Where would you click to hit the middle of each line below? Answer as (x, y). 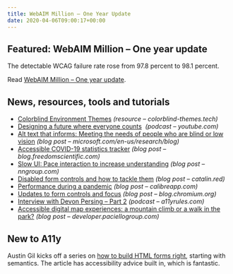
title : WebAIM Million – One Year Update (69, 14)
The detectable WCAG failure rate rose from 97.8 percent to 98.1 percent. (113, 66)
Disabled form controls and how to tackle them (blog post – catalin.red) (121, 179)
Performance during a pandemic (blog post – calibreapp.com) (108, 186)
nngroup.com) (38, 172)
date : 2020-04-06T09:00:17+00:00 (56, 20)
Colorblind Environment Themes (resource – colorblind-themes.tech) (118, 119)
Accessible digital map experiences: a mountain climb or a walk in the (119, 209)
